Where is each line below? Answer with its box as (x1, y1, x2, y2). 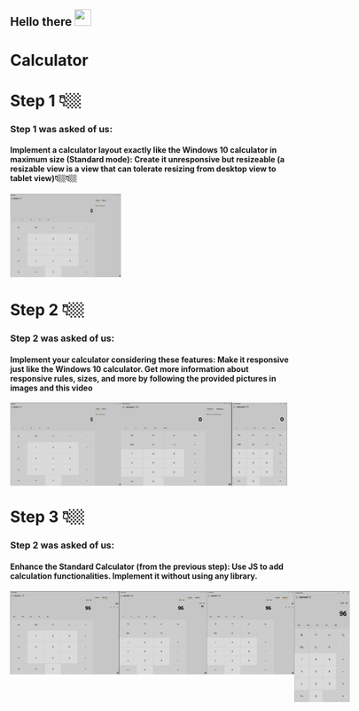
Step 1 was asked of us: (10, 122, 113, 135)
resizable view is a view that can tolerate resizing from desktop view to (10, 163, 277, 174)
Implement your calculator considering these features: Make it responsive (10, 354, 289, 365)
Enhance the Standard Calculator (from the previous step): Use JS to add (10, 561, 285, 572)
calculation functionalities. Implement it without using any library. (10, 570, 258, 581)
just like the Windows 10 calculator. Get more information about (10, 363, 249, 374)
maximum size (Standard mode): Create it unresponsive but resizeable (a (10, 154, 285, 165)
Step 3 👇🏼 (10, 507, 85, 527)
